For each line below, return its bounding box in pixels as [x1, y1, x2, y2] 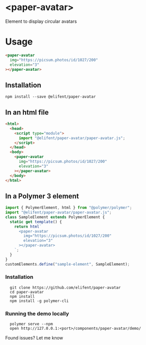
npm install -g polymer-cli [10, 298, 69, 304]
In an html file [5, 108, 49, 116]
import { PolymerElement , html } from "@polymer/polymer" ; [5, 205, 132, 210]
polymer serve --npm [10, 322, 53, 327]
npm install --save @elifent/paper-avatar [5, 94, 96, 100]
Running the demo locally [5, 310, 69, 317]
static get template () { [10, 219, 62, 224]
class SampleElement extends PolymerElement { [5, 214, 105, 220]
